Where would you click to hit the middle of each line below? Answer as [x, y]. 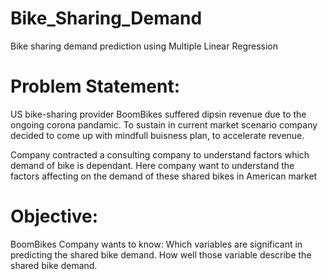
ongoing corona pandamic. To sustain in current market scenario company [164, 124]
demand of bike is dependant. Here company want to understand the [152, 165]
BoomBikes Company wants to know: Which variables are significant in [156, 244]
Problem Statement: [95, 86]
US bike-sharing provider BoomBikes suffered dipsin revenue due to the [158, 114]
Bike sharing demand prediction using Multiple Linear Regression [144, 46]
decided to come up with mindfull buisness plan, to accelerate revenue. [157, 135]
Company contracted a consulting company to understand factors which [160, 154]
